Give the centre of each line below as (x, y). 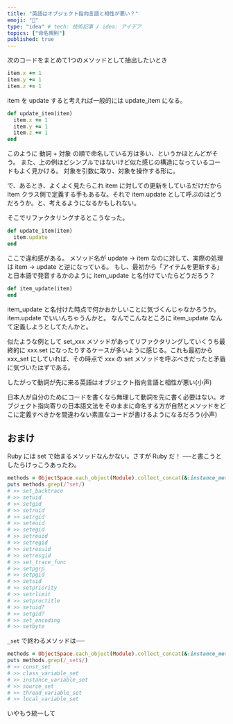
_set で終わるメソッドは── (46, 641)
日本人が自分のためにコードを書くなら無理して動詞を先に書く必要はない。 (113, 397)
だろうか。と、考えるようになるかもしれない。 (74, 203)
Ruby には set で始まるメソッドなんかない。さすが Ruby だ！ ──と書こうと (114, 456)
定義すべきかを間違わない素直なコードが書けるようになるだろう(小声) (118, 414)
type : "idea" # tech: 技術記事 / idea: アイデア (75, 26)
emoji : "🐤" (23, 20)
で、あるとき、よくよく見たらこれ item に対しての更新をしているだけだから (115, 186)
